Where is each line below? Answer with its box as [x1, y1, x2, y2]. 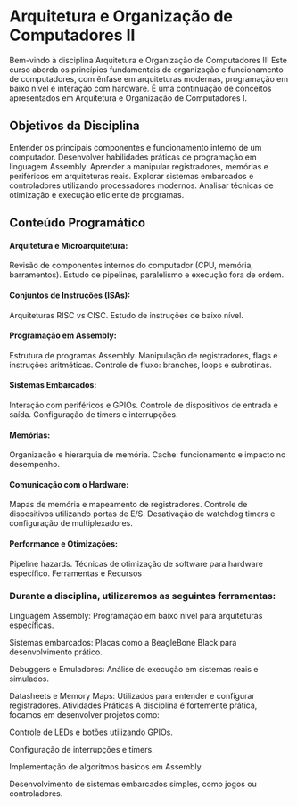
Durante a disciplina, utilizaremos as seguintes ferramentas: [9, 590, 276, 603]
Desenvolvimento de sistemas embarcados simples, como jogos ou [9, 778, 257, 789]
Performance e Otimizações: [9, 538, 119, 549]
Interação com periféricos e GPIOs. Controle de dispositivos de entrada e [9, 399, 278, 410]
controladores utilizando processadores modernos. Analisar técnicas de [9, 180, 274, 191]
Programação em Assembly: [9, 330, 118, 341]
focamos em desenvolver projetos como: [9, 709, 161, 720]
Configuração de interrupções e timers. [9, 744, 154, 754]
